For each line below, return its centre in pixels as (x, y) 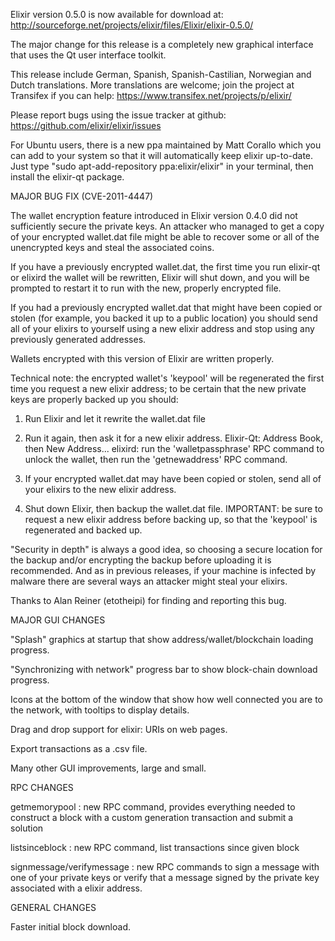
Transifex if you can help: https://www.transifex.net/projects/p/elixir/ (151, 95)
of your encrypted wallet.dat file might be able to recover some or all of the (165, 237)
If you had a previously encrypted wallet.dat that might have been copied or (166, 307)
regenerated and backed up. (83, 530)
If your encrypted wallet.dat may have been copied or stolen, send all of (173, 478)
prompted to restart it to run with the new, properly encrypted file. (146, 288)
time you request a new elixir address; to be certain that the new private (158, 388)
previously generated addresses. (78, 339)
